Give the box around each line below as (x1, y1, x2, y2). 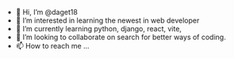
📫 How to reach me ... (15, 42, 90, 50)
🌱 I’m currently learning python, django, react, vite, (15, 24, 182, 33)
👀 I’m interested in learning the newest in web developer (15, 16, 200, 25)
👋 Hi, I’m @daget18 (15, 8, 78, 16)
